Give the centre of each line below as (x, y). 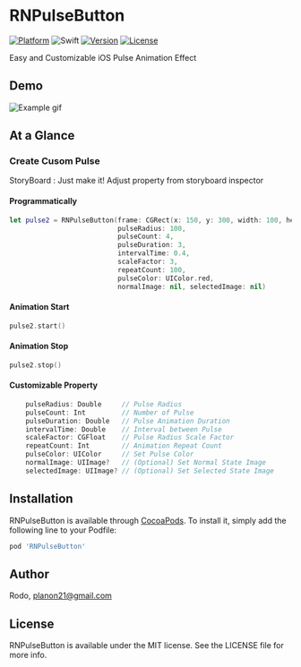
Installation (41, 499)
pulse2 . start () (38, 326)
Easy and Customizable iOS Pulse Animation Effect (103, 57)
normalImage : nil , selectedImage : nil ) (192, 286)
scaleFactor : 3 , (148, 262)
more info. (28, 655)
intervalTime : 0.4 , (154, 253)
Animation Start (39, 307)
